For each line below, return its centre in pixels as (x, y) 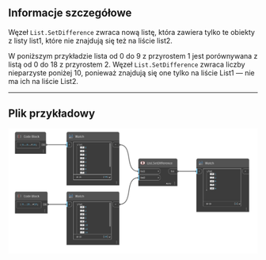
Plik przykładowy (52, 114)
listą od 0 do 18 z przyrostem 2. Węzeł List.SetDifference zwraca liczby (127, 64)
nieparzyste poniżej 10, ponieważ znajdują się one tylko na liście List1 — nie (131, 73)
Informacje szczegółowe (70, 13)
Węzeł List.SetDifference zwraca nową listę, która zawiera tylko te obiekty (132, 32)
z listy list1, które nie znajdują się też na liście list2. (90, 40)
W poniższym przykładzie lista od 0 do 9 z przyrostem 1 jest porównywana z (133, 55)
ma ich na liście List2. (44, 81)
